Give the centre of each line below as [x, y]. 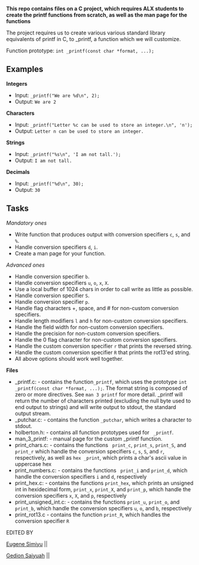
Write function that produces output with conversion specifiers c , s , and [102, 234]
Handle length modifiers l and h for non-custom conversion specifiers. [101, 320]
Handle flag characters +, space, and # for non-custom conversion [97, 308]
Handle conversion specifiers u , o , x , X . [62, 283]
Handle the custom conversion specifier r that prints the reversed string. [103, 346]
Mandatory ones [26, 223]
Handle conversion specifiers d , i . [56, 247]
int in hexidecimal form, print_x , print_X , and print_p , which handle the [103, 489]
